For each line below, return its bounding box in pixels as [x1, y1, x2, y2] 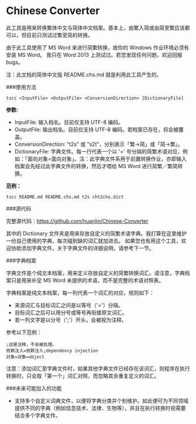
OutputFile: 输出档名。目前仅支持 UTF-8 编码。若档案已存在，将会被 [14, 126, 179, 133]
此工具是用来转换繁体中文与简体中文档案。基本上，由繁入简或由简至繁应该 [6, 24, 185, 31]
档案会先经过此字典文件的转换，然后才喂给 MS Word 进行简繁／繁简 [14, 162, 178, 169]
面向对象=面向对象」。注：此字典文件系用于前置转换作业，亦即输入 [27, 155, 187, 162]
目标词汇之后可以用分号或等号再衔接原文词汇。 [14, 309, 127, 316]
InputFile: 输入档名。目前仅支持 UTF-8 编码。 [14, 118, 124, 125]
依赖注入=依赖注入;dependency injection [6, 347, 99, 354]
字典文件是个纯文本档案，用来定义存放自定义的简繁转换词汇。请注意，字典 [6, 269, 185, 276]
